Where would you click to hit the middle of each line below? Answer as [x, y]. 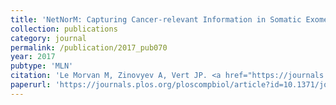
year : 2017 [33, 57]
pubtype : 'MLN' [42, 66]
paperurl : [31, 85]
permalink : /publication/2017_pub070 [89, 47]
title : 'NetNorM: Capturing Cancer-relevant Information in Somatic [156, 19]
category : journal [48, 38]
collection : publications [64, 29]
